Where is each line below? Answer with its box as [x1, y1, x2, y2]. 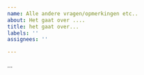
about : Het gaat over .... [7, 17, 86, 24]
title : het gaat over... [7, 23, 79, 30]
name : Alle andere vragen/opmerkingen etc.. [7, 10, 138, 17]
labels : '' [7, 29, 39, 37]
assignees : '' [7, 36, 49, 43]
